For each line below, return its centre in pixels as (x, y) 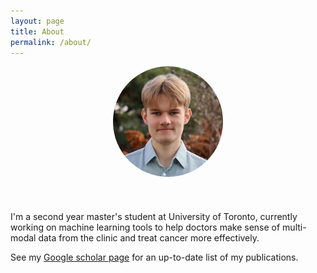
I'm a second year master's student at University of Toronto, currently (154, 216)
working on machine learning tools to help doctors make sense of (145, 227)
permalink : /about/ (51, 42)
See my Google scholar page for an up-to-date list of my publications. (154, 257)
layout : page (37, 21)
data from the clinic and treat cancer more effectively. (149, 237)
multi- (294, 227)
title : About (37, 31)
